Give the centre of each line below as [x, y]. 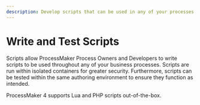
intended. [18, 83]
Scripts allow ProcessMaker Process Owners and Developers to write [92, 58]
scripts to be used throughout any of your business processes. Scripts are [98, 64]
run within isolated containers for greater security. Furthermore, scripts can [99, 71]
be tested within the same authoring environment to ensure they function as [100, 77]
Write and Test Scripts [63, 41]
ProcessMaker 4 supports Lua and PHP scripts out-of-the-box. [84, 95]
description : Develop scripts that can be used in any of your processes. [101, 12]
